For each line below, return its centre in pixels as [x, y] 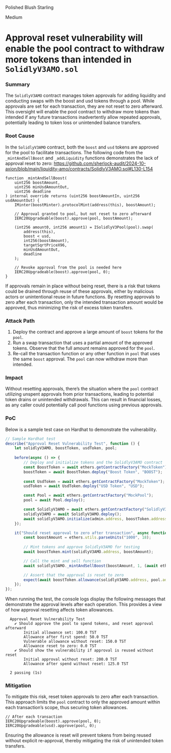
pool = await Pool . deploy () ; [54, 500]
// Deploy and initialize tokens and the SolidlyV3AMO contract [93, 463]
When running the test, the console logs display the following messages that [85, 599]
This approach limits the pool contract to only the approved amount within [83, 702]
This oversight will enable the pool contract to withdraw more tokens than [82, 112]
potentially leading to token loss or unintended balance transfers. [73, 123]
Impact [14, 378]
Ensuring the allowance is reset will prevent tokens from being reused [78, 735]
